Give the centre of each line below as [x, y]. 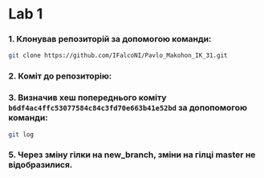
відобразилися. [41, 165]
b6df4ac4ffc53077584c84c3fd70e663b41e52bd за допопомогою [128, 107]
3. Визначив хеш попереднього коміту [87, 98]
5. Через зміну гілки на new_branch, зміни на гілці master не [132, 155]
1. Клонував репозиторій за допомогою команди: [110, 39]
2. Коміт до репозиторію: [60, 76]
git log [21, 134]
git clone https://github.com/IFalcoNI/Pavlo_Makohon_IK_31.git [118, 56]
